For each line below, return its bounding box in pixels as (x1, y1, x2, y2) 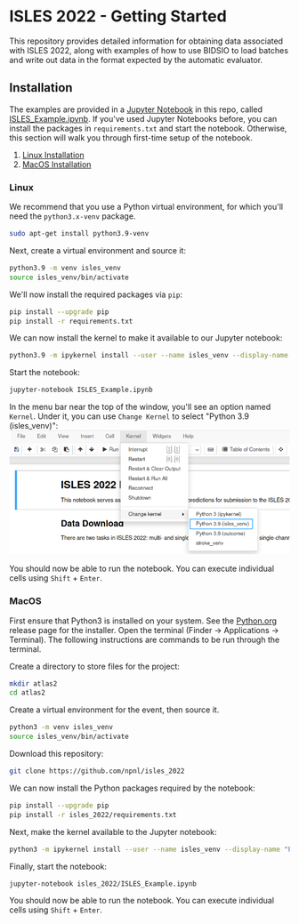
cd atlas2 (9, 688, 46, 697)
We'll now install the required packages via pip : (9, 289, 182, 300)
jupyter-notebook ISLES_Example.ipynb (9, 385, 153, 395)
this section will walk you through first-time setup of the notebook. (9, 132, 254, 143)
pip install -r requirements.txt (9, 317, 133, 325)
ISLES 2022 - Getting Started (9, 6, 227, 27)
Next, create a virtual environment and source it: (9, 245, 187, 255)
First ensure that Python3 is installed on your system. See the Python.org (9, 615, 278, 626)
